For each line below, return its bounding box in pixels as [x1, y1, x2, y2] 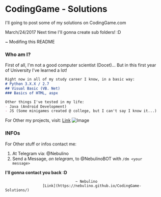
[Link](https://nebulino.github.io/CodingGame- [42, 183, 141, 188]
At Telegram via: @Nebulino [12, 150, 69, 156]
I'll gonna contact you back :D [5, 169, 67, 175]
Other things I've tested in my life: [5, 99, 84, 104]
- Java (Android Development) [5, 104, 67, 109]
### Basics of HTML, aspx [5, 90, 58, 95]
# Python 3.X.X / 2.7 [5, 82, 50, 86]
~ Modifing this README [5, 38, 55, 45]
